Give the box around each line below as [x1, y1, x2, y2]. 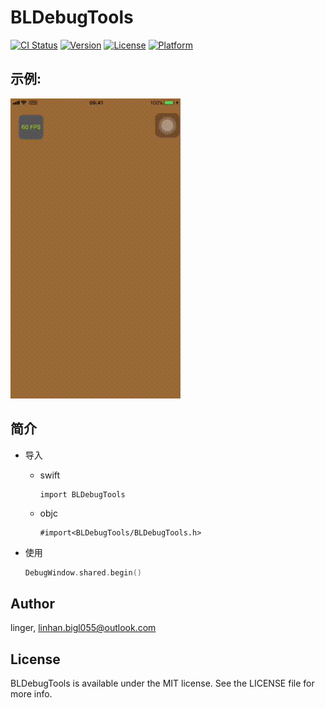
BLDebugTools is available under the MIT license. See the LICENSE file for [10, 677, 315, 690]
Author [10, 595, 55, 612]
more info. [10, 688, 53, 700]
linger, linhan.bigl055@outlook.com [10, 622, 157, 634]
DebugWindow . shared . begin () [24, 567, 142, 578]
